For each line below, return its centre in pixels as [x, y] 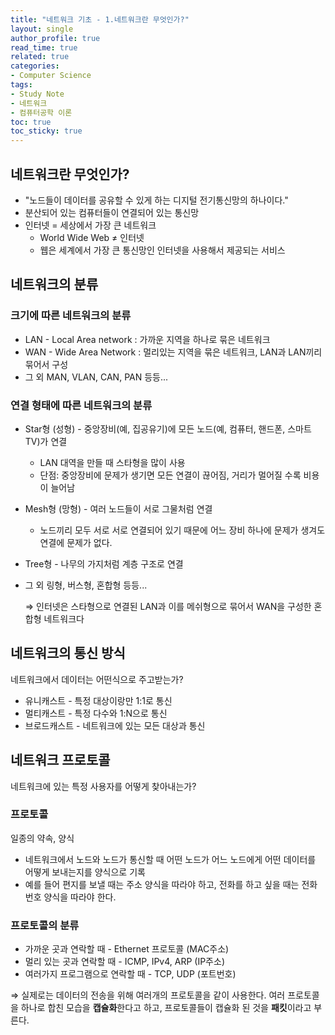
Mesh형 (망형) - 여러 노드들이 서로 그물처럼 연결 [118, 508]
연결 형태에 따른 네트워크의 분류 [81, 405]
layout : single [42, 29]
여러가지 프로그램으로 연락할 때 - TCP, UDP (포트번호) [130, 974]
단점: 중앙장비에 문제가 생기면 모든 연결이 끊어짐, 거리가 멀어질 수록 [170, 475]
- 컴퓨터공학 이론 [41, 112]
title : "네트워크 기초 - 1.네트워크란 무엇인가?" [100, 19]
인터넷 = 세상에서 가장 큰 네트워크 [90, 225]
